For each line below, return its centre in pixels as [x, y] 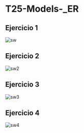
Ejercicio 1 [22, 28]
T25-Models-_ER [42, 9]
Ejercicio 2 [22, 56]
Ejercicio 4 [22, 113]
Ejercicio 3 [22, 85]
